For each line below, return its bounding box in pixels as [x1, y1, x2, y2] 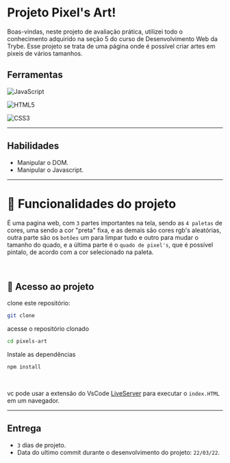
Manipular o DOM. [16, 158, 69, 166]
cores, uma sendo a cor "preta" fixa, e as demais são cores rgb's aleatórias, [7, 226, 221, 234]
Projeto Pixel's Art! [7, 5, 116, 21]
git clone [7, 312, 36, 319]
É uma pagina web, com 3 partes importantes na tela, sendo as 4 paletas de [7, 218, 222, 227]
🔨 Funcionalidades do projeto [7, 196, 177, 212]
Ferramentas [7, 69, 63, 81]
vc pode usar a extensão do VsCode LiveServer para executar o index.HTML [7, 389, 220, 397]
